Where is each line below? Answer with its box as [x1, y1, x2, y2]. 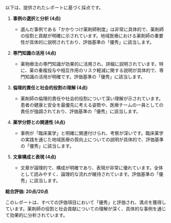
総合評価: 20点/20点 [5, 189, 49, 194]
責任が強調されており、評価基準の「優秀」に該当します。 [20, 108, 141, 114]
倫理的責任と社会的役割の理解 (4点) [12, 85, 88, 91]
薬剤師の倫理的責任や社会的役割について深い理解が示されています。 [20, 95, 164, 102]
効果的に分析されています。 [9, 212, 68, 218]
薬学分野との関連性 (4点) [12, 119, 66, 125]
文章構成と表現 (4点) [12, 154, 57, 160]
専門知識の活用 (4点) [12, 50, 57, 56]
